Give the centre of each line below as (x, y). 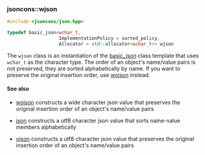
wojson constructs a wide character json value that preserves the (98, 102)
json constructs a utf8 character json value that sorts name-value (98, 121)
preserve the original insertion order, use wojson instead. (78, 75)
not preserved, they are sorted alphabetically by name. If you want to (94, 68)
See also (18, 89)
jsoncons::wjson (32, 9)
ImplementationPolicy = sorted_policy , (110, 38)
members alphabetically (46, 127)
